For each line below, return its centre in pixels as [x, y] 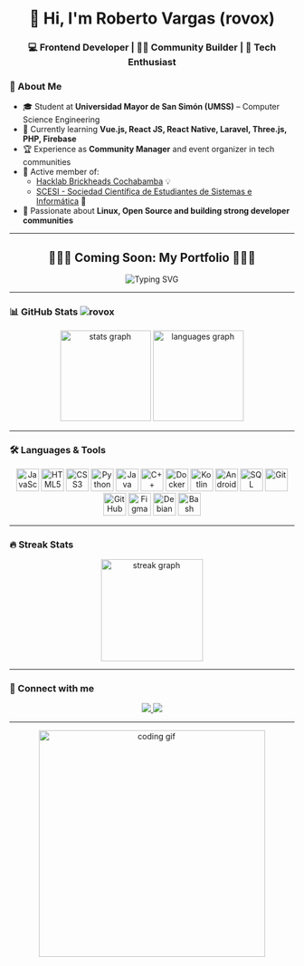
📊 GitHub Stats [44, 312]
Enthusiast [152, 63]
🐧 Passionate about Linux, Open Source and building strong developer [156, 211]
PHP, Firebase [49, 139]
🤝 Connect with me [52, 689]
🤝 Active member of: [61, 172]
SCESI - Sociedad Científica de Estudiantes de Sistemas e [144, 192]
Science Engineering [61, 120]
